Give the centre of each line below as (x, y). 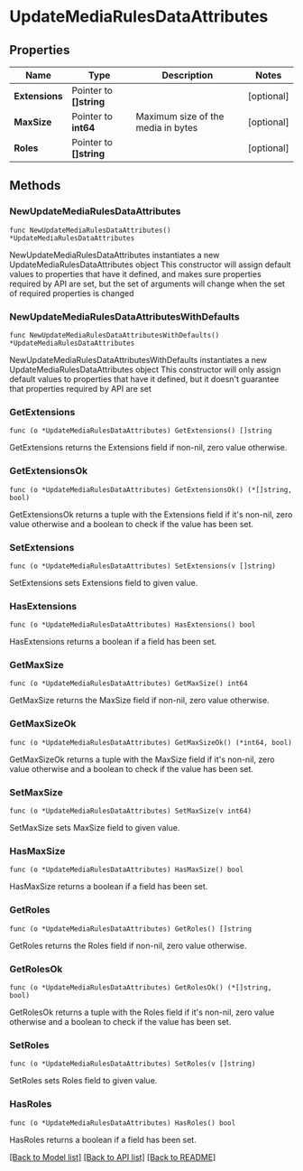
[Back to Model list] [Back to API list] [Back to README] (113, 1157)
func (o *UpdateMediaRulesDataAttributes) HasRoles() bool (123, 1123)
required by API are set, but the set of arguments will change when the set (147, 283)
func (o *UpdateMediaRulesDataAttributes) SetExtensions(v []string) (143, 566)
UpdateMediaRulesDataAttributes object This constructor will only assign (145, 369)
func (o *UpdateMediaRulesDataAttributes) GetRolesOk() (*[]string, (141, 987)
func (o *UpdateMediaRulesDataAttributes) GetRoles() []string (131, 929)
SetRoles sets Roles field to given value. (83, 1081)
